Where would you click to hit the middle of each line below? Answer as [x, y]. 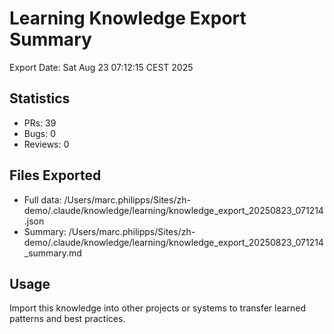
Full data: [42, 199]
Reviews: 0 [46, 144]
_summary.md [52, 253]
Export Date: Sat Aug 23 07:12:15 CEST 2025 [101, 67]
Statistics [40, 98]
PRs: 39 [40, 123]
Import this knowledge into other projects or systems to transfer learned [158, 308]
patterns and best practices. [67, 319]
